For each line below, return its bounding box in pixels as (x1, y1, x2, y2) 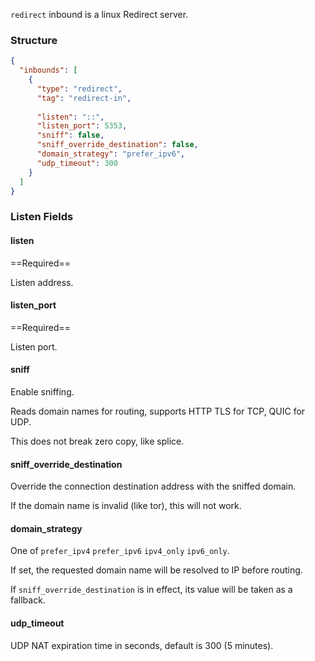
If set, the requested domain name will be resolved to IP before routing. (10, 564, 303, 576)
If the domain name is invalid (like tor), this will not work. (10, 500, 242, 512)
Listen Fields (10, 210, 74, 224)
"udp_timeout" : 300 (36, 158, 118, 168)
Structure (10, 33, 58, 47)
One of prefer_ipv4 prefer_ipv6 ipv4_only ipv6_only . (10, 545, 230, 557)
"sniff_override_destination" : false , (36, 140, 199, 150)
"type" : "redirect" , (36, 84, 123, 94)
